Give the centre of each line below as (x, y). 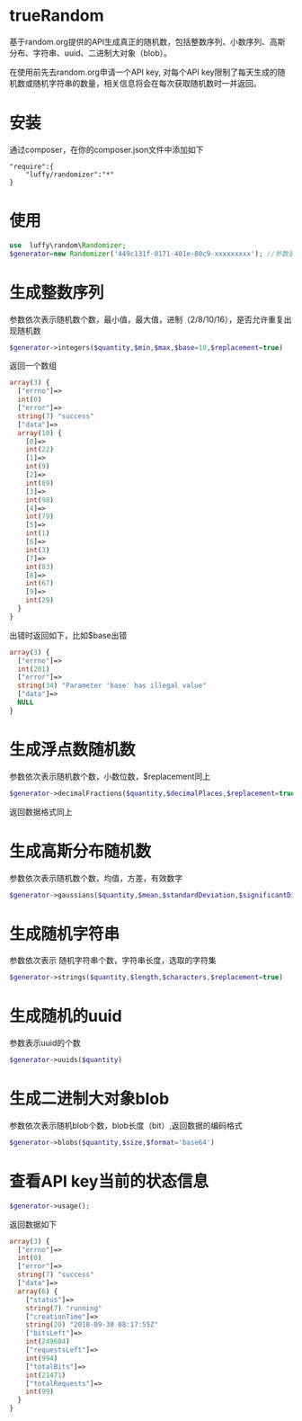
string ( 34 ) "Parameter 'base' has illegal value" (112, 686)
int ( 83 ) (40, 567)
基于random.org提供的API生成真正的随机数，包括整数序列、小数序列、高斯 (147, 41)
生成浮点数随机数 (73, 750)
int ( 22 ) (40, 450)
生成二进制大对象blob (89, 1099)
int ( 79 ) (40, 517)
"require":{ (31, 166)
